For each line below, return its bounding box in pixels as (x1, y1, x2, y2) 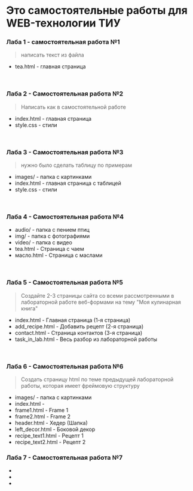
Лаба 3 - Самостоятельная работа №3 (6, 148, 124, 156)
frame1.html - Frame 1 (14, 406, 69, 414)
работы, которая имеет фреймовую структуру (20, 382, 140, 389)
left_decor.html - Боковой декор (14, 426, 96, 433)
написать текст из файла (20, 52, 85, 59)
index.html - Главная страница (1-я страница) (14, 316, 131, 324)
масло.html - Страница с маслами (14, 252, 103, 259)
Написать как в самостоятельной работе (20, 103, 127, 110)
